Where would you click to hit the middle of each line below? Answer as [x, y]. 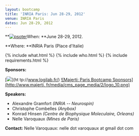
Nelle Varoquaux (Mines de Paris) [46, 119]
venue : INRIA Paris [25, 18]
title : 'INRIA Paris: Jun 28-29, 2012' [45, 14]
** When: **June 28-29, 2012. [44, 37]
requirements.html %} [27, 60]
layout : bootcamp [23, 9]
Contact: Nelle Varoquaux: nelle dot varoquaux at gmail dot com [69, 128]
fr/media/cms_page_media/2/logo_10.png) [88, 85]
